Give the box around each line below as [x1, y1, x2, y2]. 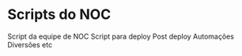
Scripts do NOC [7, 6, 112, 24]
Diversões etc [7, 39, 53, 49]
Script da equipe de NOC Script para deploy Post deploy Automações [7, 32, 235, 41]
